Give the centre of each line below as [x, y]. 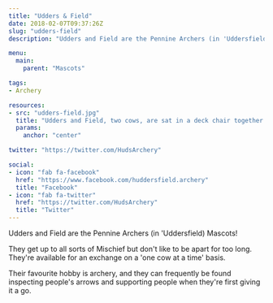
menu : [17, 54]
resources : [27, 105]
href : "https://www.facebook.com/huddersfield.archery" [112, 180]
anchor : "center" [52, 136]
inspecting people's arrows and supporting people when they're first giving [134, 282]
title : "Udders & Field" [50, 16]
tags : [17, 83]
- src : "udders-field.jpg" [54, 113]
